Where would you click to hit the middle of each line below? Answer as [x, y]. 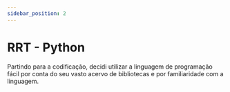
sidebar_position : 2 [37, 13]
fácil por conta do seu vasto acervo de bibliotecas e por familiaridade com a [115, 73]
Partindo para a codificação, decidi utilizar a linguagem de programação [110, 67]
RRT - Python [46, 47]
